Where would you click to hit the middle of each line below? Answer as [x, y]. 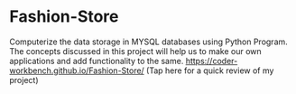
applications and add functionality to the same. [97, 61]
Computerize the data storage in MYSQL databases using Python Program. [149, 42]
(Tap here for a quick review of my [210, 70]
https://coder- [212, 61]
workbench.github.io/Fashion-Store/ [77, 70]
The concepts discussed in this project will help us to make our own [135, 51]
